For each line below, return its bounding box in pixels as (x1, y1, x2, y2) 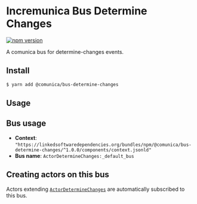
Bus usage (6, 118, 47, 129)
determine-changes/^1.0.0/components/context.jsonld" (14, 147, 152, 153)
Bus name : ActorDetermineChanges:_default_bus (14, 152, 134, 159)
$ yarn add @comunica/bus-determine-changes (6, 81, 119, 87)
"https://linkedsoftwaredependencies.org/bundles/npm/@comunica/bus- (14, 142, 192, 148)
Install (6, 66, 30, 76)
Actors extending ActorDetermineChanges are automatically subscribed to (6, 185, 185, 193)
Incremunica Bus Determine (6, 4, 147, 18)
